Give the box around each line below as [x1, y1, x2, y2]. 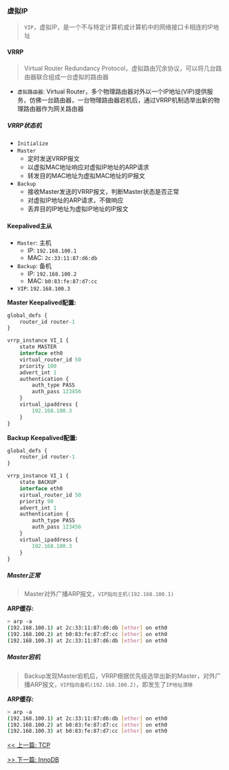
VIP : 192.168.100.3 [17, 284, 71, 292]
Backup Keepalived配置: [7, 433, 78, 441]
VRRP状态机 [7, 122, 42, 130]
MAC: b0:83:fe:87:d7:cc [27, 276, 98, 285]
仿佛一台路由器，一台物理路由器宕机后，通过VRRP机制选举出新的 [29, 96, 215, 104]
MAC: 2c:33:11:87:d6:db [27, 253, 98, 262]
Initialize [17, 140, 49, 147]
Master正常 [7, 571, 41, 580]
